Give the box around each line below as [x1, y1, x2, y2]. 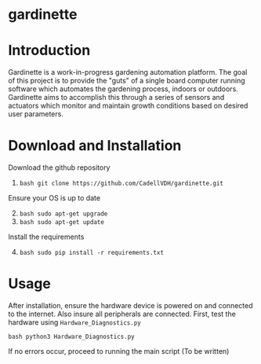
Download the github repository [8, 163, 111, 172]
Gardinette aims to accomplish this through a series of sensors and [8, 93, 225, 102]
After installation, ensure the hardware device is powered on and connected [8, 301, 253, 310]
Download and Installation [8, 137, 182, 155]
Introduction [8, 42, 91, 60]
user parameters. [8, 109, 64, 119]
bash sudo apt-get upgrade [19, 210, 108, 218]
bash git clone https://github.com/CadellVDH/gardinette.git [19, 179, 224, 188]
